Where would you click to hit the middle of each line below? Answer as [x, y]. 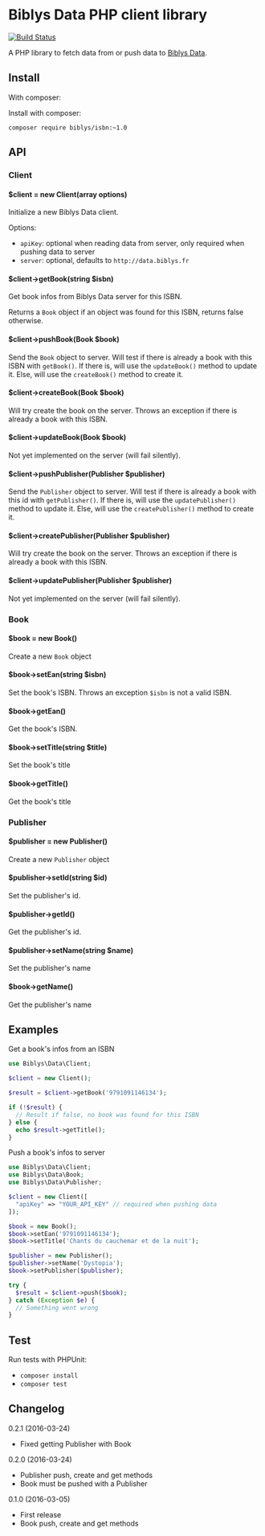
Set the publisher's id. [45, 895]
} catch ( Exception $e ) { [51, 1300]
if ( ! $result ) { [35, 1107]
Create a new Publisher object [59, 859]
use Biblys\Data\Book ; [46, 1175]
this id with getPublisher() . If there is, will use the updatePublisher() [122, 500]
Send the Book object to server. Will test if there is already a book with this [130, 357]
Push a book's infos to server [57, 1152]
